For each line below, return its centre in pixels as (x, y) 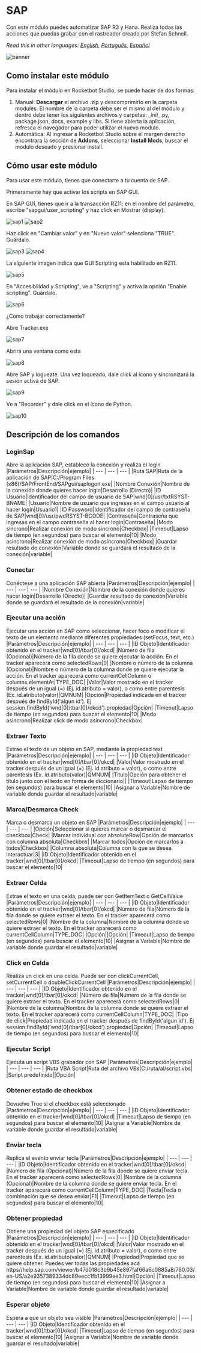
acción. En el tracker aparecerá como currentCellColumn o (79, 675)
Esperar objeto (28, 1305)
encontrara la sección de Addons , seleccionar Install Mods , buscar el (101, 140)
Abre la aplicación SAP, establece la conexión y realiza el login (83, 465)
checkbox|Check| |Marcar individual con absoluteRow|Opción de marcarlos (100, 835)
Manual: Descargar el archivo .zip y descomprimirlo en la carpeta (96, 102)
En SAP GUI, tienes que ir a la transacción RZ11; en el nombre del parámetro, (100, 203)
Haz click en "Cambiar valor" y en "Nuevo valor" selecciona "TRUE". (91, 233)
